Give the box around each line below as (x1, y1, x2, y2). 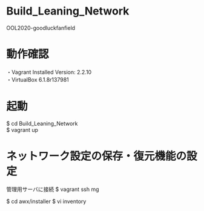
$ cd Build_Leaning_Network (6, 120, 78, 127)
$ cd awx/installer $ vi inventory (6, 198, 87, 205)
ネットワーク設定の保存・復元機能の (6, 149, 187, 163)
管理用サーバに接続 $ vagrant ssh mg (6, 186, 99, 193)
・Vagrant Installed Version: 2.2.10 (6, 68, 92, 76)
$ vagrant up (6, 126, 38, 134)
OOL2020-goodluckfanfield (6, 24, 76, 31)
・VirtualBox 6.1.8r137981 (6, 76, 70, 83)
